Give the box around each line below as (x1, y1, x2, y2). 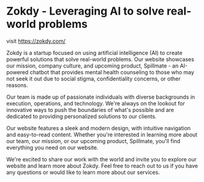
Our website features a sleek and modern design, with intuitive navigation (6, 124, 191, 131)
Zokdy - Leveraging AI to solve (6, 4, 164, 18)
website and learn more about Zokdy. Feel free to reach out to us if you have (6, 162, 199, 169)
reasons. (6, 81, 29, 89)
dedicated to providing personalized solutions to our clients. (6, 113, 157, 120)
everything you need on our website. (6, 144, 99, 151)
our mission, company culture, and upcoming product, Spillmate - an (6, 62, 178, 69)
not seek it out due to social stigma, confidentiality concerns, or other (6, 75, 181, 82)
